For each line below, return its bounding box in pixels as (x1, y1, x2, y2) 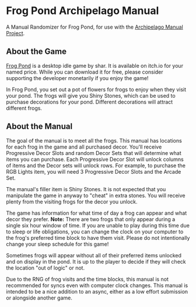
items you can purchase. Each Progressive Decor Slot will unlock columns (6, 156, 184, 163)
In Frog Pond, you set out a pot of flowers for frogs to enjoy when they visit (6, 86, 187, 93)
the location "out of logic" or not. (6, 264, 85, 271)
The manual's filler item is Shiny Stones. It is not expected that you (6, 185, 166, 192)
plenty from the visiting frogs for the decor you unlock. (6, 198, 138, 205)
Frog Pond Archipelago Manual (6, 4, 159, 18)
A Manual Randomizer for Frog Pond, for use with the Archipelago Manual (6, 23, 184, 30)
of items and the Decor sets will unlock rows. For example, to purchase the (6, 162, 185, 169)
